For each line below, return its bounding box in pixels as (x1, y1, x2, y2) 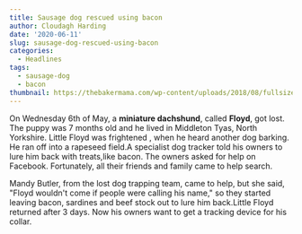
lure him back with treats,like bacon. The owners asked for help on (9, 151, 256, 161)
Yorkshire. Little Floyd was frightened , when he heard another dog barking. (9, 132, 289, 143)
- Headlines (17, 55, 63, 64)
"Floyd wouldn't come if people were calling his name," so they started (9, 187, 271, 198)
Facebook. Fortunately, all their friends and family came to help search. (9, 160, 273, 171)
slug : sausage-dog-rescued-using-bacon (9, 38, 159, 48)
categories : (9, 47, 54, 56)
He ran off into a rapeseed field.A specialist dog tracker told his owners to (9, 141, 283, 152)
